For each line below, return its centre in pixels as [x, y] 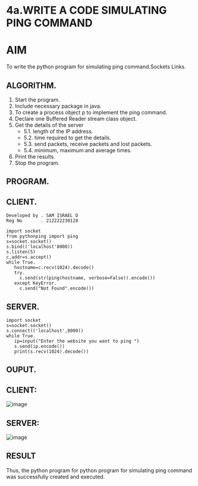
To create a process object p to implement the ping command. [91, 112]
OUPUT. [21, 370]
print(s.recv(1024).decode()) [51, 352]
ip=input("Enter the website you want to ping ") [77, 341]
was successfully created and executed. [56, 476]
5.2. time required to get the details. [67, 137]
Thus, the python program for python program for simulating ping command [99, 470]
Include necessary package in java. [58, 106]
